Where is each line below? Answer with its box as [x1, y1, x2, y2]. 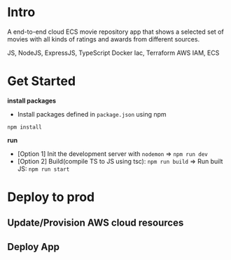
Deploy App [7, 240, 59, 253]
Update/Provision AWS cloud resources [7, 217, 184, 229]
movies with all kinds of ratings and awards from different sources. [7, 34, 200, 43]
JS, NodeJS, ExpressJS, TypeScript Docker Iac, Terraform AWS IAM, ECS [7, 48, 220, 57]
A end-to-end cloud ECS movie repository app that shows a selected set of [7, 27, 224, 36]
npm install [7, 124, 42, 131]
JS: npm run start [17, 164, 70, 173]
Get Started [7, 73, 76, 89]
